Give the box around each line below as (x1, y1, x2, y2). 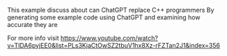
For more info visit (7, 34, 59, 42)
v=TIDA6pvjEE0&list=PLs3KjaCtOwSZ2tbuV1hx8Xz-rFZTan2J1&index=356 (7, 41, 221, 49)
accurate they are (7, 21, 58, 28)
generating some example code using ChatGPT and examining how (7, 13, 201, 21)
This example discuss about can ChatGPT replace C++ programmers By (7, 6, 214, 14)
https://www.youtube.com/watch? (60, 34, 159, 42)
